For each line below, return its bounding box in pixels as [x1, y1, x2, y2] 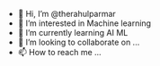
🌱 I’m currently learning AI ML [17, 28, 129, 37]
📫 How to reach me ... [17, 47, 102, 57]
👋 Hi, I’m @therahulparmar [17, 9, 117, 19]
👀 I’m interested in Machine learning [17, 18, 151, 29]
